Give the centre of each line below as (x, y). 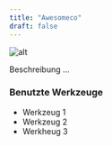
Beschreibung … (39, 69)
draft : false (34, 26)
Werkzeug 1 (44, 112)
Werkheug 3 (45, 131)
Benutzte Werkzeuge (56, 93)
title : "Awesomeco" (46, 18)
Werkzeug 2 (45, 122)
